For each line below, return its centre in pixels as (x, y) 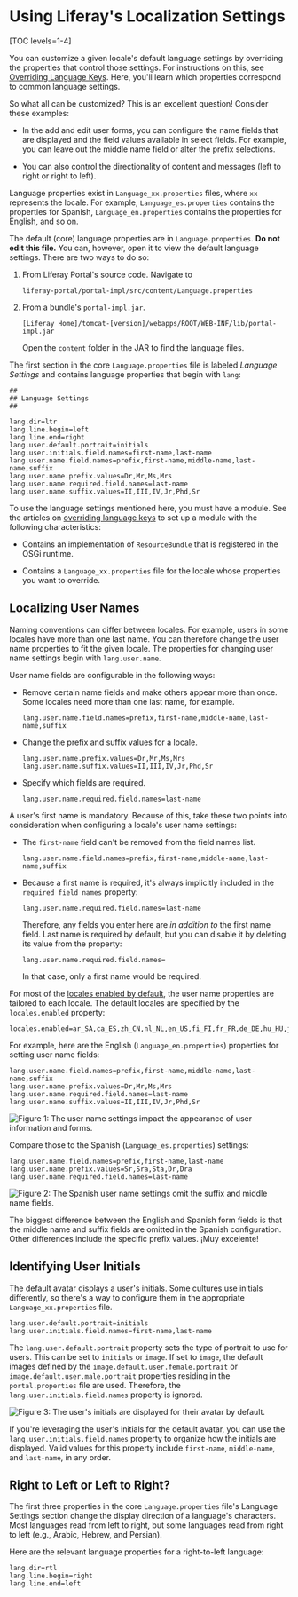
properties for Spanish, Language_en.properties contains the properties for (145, 211)
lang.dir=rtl (33, 1569)
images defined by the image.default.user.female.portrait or (123, 1366)
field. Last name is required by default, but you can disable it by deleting (154, 934)
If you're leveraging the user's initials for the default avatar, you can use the (147, 1429)
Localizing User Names (74, 609)
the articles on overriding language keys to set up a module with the (133, 518)
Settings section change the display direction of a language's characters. (143, 1516)
